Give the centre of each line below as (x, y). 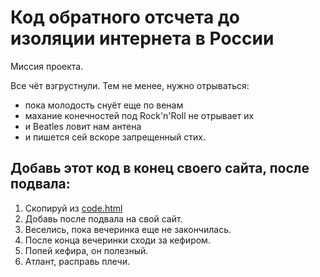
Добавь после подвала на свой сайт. (103, 218)
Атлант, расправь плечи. (77, 261)
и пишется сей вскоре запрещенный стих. (115, 137)
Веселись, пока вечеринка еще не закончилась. (128, 229)
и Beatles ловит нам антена (83, 126)
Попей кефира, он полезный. (86, 250)
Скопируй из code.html (73, 208)
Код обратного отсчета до (125, 17)
